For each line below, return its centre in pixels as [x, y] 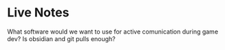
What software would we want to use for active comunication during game [113, 32]
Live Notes [38, 13]
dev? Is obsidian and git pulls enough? [61, 38]
